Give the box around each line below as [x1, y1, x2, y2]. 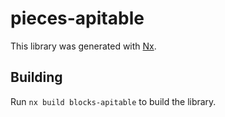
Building [10, 69, 63, 86]
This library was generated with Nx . [10, 40, 157, 52]
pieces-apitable [10, 7, 145, 30]
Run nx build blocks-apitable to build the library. [10, 95, 217, 107]
